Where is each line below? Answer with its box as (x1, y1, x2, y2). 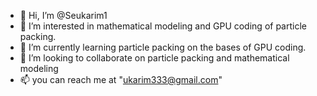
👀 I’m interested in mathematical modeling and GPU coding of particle (19, 20, 307, 32)
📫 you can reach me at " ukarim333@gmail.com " (19, 74, 223, 85)
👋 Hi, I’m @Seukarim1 (19, 10, 108, 21)
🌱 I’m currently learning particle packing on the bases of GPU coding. (19, 41, 307, 53)
